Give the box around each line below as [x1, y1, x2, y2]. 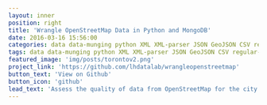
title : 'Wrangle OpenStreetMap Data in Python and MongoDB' [8, 26, 212, 34]
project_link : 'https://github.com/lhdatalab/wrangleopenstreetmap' [8, 63, 240, 71]
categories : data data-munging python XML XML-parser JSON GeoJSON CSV [8, 41, 250, 49]
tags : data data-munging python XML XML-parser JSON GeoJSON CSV [8, 48, 229, 56]
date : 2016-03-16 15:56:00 [8, 33, 98, 42]
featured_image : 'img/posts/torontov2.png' [8, 56, 155, 64]
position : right [8, 19, 62, 27]
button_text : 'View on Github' [8, 70, 112, 78]
